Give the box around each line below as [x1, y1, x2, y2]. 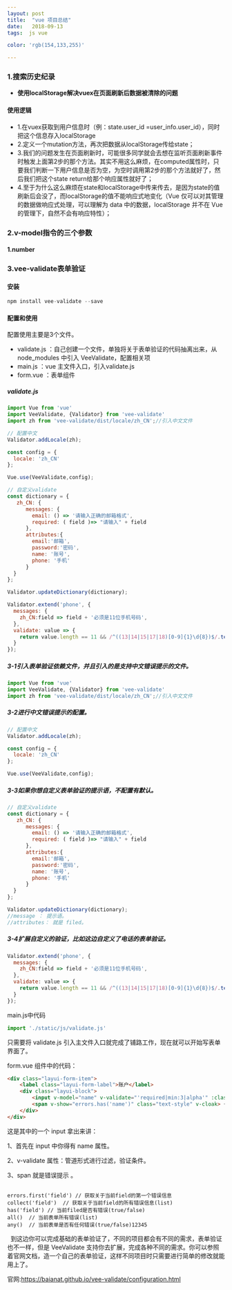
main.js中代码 [7, 1010, 46, 1019]
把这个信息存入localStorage [17, 131, 96, 139]
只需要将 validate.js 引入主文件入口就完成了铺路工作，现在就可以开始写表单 [7, 1038, 221, 1046]
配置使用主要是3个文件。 [7, 331, 78, 339]
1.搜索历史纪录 [7, 72, 55, 81]
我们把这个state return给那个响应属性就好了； [23, 174, 154, 183]
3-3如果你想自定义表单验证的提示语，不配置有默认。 [7, 786, 157, 794]
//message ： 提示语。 [7, 912, 68, 919]
